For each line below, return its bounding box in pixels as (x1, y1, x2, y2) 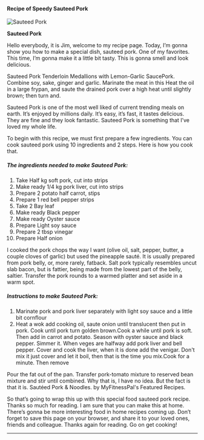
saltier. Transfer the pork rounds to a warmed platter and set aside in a (7, 272, 183, 280)
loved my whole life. (7, 123, 57, 130)
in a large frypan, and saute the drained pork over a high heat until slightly (7, 85, 191, 93)
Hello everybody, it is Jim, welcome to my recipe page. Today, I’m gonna (7, 42, 188, 49)
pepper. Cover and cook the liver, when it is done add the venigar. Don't (15, 346, 196, 353)
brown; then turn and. (7, 92, 61, 99)
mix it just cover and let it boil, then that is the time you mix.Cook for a (15, 353, 190, 360)
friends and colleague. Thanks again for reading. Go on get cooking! (7, 421, 177, 429)
